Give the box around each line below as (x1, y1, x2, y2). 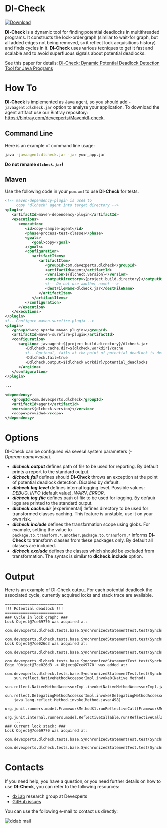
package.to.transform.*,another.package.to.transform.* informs (12, 532, 148, 538)
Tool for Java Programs (5, 65, 53, 71)
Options (5, 432, 39, 443)
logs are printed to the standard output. (12, 500, 93, 506)
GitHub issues (12, 799, 41, 805)
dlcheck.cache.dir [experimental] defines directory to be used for (12, 505, 149, 512)
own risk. (12, 516, 31, 522)
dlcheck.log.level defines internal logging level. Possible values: (12, 485, 145, 491)
